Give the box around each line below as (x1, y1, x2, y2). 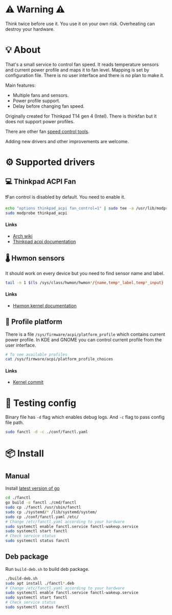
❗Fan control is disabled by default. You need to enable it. (5, 194, 125, 200)
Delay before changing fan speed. (12, 103, 85, 109)
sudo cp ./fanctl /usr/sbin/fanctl (5, 505, 81, 510)
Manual (5, 471, 30, 481)
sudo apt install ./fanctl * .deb (5, 581, 74, 586)
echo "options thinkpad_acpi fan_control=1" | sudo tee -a (5, 205, 134, 211)
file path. (5, 419, 24, 426)
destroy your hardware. (5, 26, 55, 32)
